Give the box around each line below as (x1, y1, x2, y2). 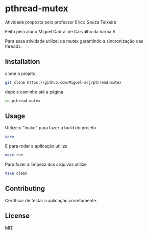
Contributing (5, 185, 45, 193)
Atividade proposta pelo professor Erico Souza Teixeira (5, 19, 117, 25)
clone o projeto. (5, 70, 37, 76)
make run (5, 153, 23, 158)
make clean (5, 171, 27, 176)
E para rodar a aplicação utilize (5, 143, 68, 149)
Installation (5, 57, 40, 66)
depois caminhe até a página (5, 89, 64, 94)
